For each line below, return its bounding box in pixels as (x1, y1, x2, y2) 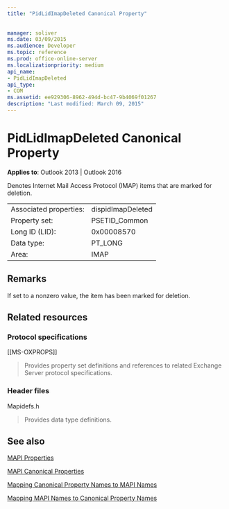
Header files (7, 386, 50, 396)
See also (7, 435, 45, 447)
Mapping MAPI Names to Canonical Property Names (7, 494, 158, 503)
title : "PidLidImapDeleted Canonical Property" (7, 10, 148, 17)
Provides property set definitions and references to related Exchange (24, 361, 222, 370)
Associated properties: (10, 204, 85, 214)
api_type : (7, 81, 36, 88)
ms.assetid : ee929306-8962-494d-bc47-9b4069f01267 (7, 94, 157, 101)
